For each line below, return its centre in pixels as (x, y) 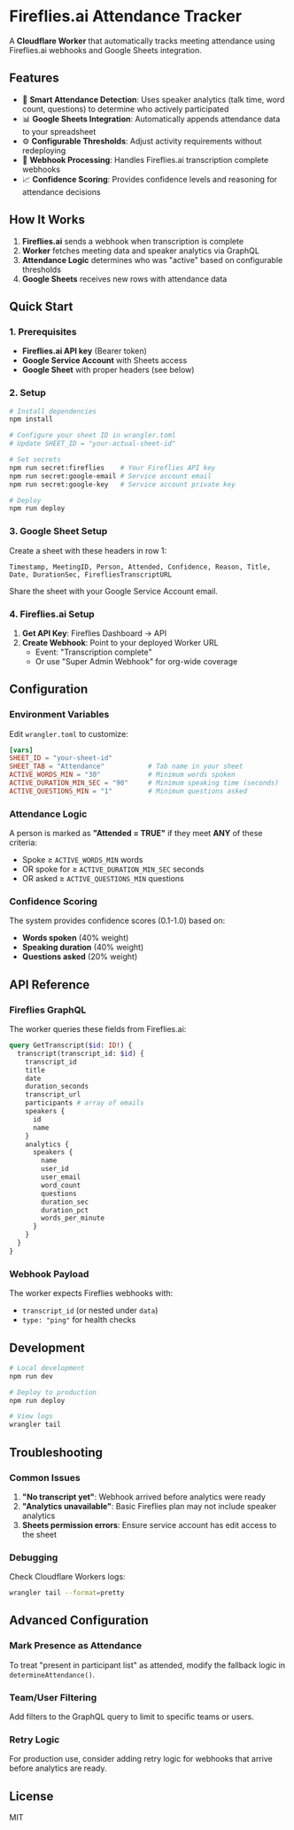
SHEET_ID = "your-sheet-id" (61, 758)
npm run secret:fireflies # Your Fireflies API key (112, 468)
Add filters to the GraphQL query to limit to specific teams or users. (132, 1717)
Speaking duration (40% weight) (83, 947)
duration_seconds (57, 1087)
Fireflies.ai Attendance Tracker (125, 16)
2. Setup (28, 393)
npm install (31, 419)
